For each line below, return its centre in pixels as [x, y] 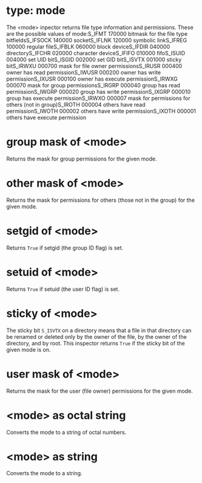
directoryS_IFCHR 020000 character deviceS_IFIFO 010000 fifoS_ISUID [96, 53]
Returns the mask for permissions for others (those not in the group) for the [101, 200]
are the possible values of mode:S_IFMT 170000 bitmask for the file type [97, 33]
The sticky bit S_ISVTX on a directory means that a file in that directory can [99, 330]
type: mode [36, 11]
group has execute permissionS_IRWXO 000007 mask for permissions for [98, 98]
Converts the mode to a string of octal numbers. [66, 432]
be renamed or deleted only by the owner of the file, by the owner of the [96, 336]
